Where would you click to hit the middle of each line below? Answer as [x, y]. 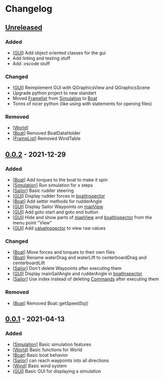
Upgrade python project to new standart [54, 93]
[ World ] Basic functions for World [47, 350]
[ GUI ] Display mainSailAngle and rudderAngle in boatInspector [77, 274]
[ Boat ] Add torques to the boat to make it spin [60, 180]
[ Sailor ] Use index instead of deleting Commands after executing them [86, 279]
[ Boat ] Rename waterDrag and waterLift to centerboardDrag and [79, 258]
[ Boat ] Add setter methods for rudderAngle [57, 201]
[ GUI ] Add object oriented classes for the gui [59, 53]
